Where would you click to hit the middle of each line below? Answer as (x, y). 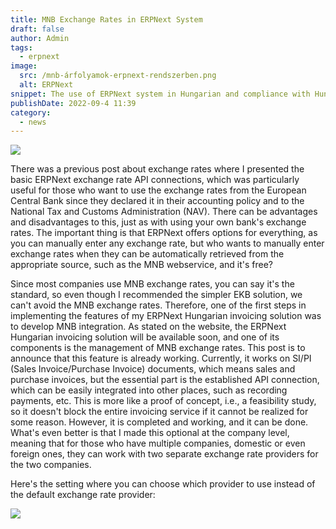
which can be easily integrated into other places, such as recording (149, 390)
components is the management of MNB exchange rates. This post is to (158, 348)
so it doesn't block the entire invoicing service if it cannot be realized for (159, 412)
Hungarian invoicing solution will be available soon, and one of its (145, 337)
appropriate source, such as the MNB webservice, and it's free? (141, 265)
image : (24, 66)
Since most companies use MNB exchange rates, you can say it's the (152, 284)
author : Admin (40, 38)
